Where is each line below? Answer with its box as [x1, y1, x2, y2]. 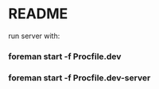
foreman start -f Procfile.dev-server [8, 72, 151, 83]
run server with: [8, 31, 60, 41]
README [8, 5, 68, 23]
